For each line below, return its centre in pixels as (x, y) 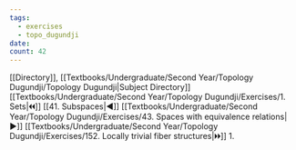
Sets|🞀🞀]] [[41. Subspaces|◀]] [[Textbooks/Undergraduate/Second (133, 106)
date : (20, 43)
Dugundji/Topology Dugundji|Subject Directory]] (100, 87)
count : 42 (28, 52)
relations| (270, 117)
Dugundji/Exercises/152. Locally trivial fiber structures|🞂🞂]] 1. (122, 136)
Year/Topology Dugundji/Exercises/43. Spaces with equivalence (130, 117)
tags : (20, 18)
